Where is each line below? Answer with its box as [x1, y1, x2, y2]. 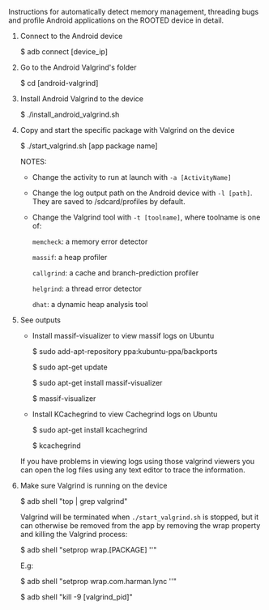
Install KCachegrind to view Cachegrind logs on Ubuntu [32, 409, 218, 419]
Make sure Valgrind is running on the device [19, 481, 168, 490]
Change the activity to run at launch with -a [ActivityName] [32, 173, 232, 181]
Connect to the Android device [19, 32, 123, 41]
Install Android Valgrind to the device [19, 94, 144, 104]
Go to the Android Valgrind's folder [19, 62, 137, 72]
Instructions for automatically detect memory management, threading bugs [8, 7, 259, 16]
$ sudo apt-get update [32, 362, 108, 372]
